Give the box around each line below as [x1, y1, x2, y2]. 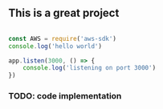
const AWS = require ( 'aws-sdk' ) [8, 34, 116, 42]
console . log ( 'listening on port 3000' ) [22, 64, 157, 72]
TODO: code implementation [8, 91, 122, 102]
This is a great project [8, 6, 120, 20]
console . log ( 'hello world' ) [8, 42, 103, 50]
